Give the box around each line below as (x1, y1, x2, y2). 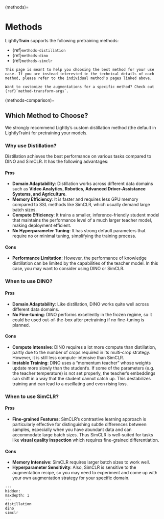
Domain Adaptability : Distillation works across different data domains (12, 181, 153, 186)
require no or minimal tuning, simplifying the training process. (12, 233, 136, 239)
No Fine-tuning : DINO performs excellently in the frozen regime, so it (12, 311, 152, 317)
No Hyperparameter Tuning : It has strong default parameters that (12, 228, 146, 234)
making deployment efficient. (12, 222, 71, 228)
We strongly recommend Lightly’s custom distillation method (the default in (5, 124, 156, 130)
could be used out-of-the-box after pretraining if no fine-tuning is (12, 317, 144, 323)
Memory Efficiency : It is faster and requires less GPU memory (12, 196, 139, 202)
